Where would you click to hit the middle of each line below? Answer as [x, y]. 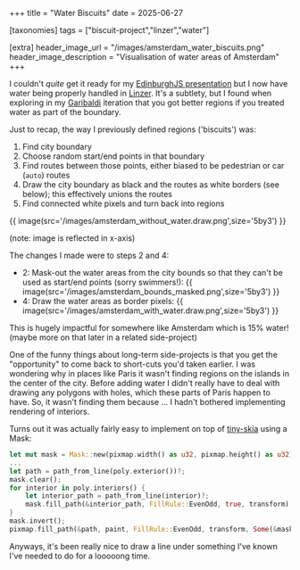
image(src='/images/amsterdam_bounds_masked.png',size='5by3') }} [151, 292]
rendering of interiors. [50, 411]
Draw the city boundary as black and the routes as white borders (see [150, 185]
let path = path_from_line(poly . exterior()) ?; [97, 471]
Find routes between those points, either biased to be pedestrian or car [153, 165]
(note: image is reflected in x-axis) [72, 238]
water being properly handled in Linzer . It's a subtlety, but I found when [141, 93]
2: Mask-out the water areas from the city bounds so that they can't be [152, 273]
